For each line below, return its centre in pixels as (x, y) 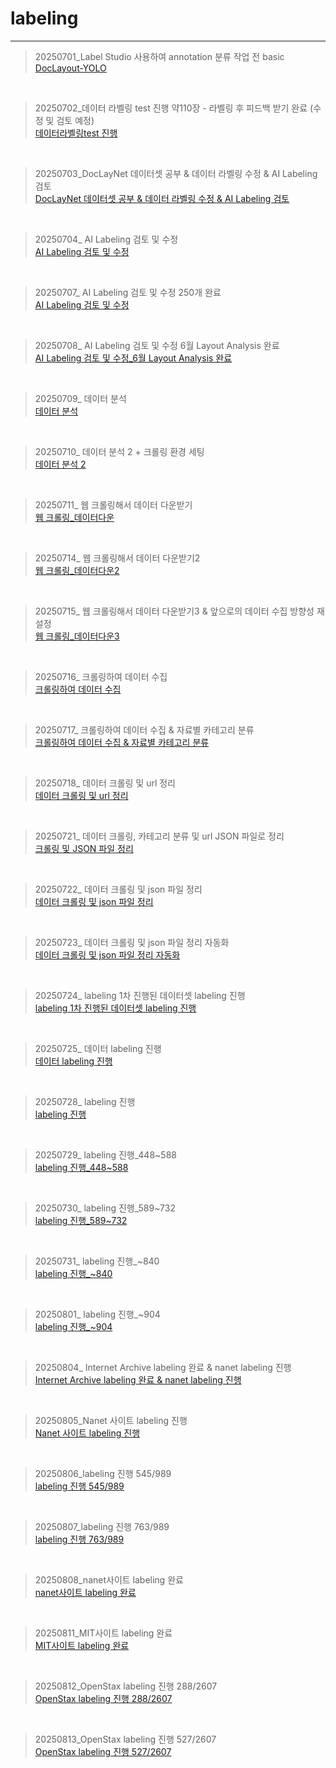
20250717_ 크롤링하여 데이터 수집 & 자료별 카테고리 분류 (144, 729)
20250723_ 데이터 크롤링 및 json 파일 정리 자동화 (132, 942)
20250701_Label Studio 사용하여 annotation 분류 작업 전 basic (159, 56)
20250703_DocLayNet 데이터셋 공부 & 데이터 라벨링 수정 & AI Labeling (176, 173)
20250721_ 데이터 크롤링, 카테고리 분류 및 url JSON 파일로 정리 (159, 836)
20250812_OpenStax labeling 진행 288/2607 (126, 1686)
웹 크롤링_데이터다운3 (77, 636)
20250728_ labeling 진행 (85, 1101)
